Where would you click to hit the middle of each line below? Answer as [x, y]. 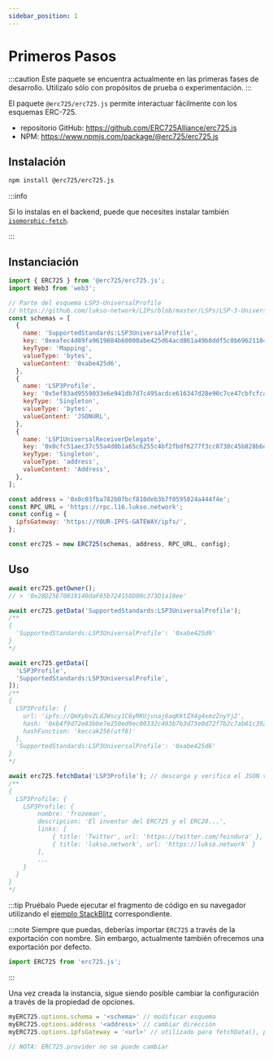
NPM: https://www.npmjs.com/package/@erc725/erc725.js [119, 136]
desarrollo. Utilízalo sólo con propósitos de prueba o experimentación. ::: [130, 87]
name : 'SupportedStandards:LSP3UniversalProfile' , [110, 333]
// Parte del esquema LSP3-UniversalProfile [85, 303]
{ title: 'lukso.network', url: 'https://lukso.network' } [154, 844]
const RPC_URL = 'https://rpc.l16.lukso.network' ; [96, 507]
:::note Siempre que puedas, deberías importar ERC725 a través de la [122, 930]
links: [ [52, 829]
